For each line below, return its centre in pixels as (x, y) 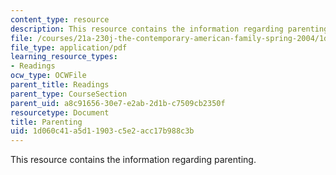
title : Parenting (46, 122)
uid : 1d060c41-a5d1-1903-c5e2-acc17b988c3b (102, 131)
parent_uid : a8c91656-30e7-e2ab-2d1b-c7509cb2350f (118, 103)
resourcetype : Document (60, 112)
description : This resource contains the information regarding (147, 29)
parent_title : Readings (60, 85)
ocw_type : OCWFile (48, 76)
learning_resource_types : (64, 57)
